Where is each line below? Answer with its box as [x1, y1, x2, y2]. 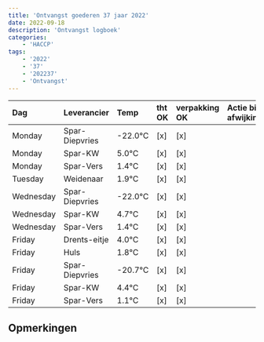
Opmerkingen [8, 321, 77, 334]
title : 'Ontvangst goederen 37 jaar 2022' [8, 11, 149, 20]
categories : [8, 33, 47, 42]
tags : [8, 48, 26, 56]
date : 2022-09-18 [8, 19, 65, 27]
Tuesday [12, 173, 44, 184]
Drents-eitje [63, 234, 109, 245]
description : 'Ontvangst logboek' [8, 26, 122, 34]
